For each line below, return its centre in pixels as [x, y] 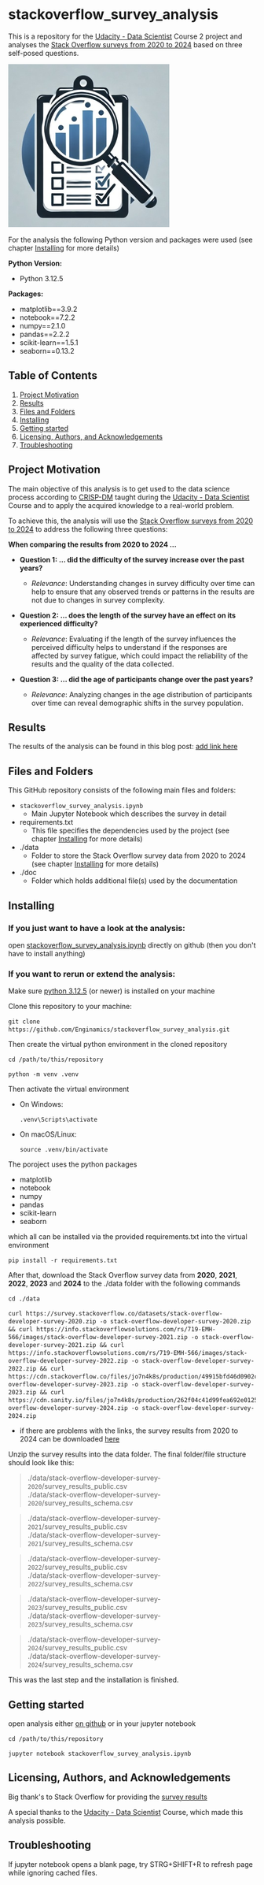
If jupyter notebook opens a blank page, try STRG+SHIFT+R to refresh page [130, 1864]
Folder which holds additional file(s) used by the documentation [134, 881]
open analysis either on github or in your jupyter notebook [102, 1724]
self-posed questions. [44, 53]
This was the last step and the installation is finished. [93, 1680]
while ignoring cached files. [53, 1872]
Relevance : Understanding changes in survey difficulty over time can [143, 583]
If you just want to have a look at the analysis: [97, 928]
